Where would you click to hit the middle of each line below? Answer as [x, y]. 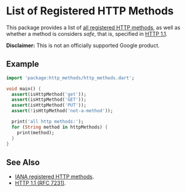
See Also [23, 162]
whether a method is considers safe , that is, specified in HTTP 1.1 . [87, 33]
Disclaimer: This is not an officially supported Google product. [83, 45]
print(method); [36, 132]
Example [23, 64]
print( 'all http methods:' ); [48, 122]
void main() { [24, 89]
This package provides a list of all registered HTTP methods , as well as [93, 27]
